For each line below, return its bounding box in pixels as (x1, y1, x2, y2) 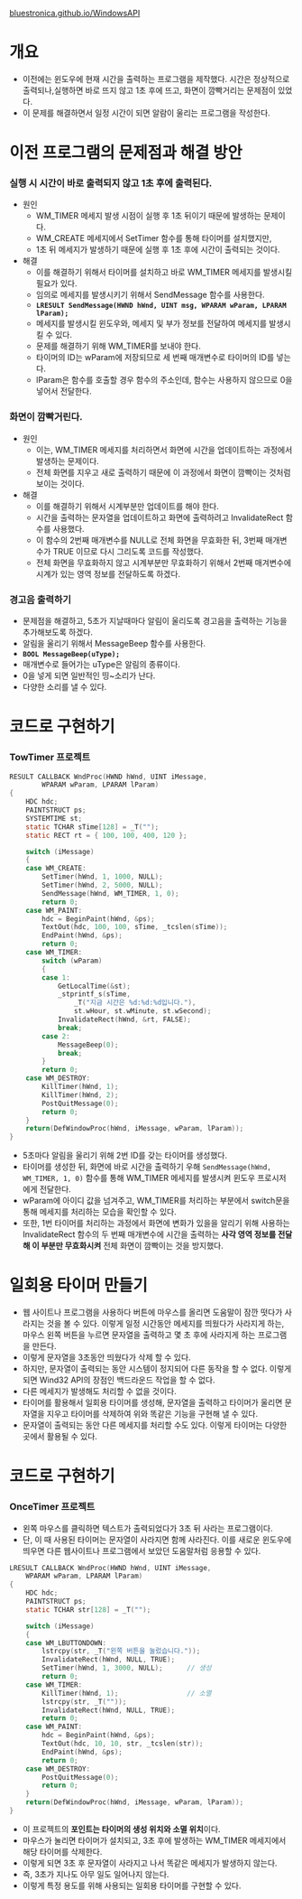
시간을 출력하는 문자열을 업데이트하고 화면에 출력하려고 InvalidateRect (35, 512, 284, 523)
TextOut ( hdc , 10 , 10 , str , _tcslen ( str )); (41, 1739, 204, 1748)
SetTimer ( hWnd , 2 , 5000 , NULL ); (41, 880, 164, 889)
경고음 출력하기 (9, 593, 72, 606)
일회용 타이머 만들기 (9, 1275, 149, 1296)
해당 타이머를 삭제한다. (22, 1846, 103, 1857)
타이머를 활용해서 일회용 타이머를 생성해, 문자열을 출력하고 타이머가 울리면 (22, 1397, 283, 1408)
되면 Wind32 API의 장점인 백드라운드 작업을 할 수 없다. (22, 1374, 215, 1385)
